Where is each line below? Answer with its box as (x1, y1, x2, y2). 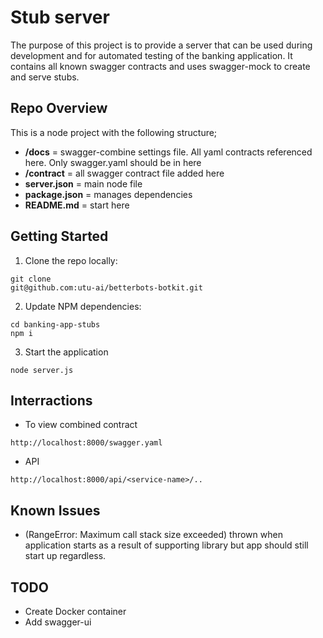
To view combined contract (24, 419, 138, 431)
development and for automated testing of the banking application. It (10, 49, 293, 61)
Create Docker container (24, 606, 127, 617)
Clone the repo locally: (24, 254, 118, 266)
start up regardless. (24, 550, 107, 562)
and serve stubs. (10, 71, 80, 83)
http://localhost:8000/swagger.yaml (10, 438, 163, 448)
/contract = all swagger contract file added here (24, 167, 225, 179)
